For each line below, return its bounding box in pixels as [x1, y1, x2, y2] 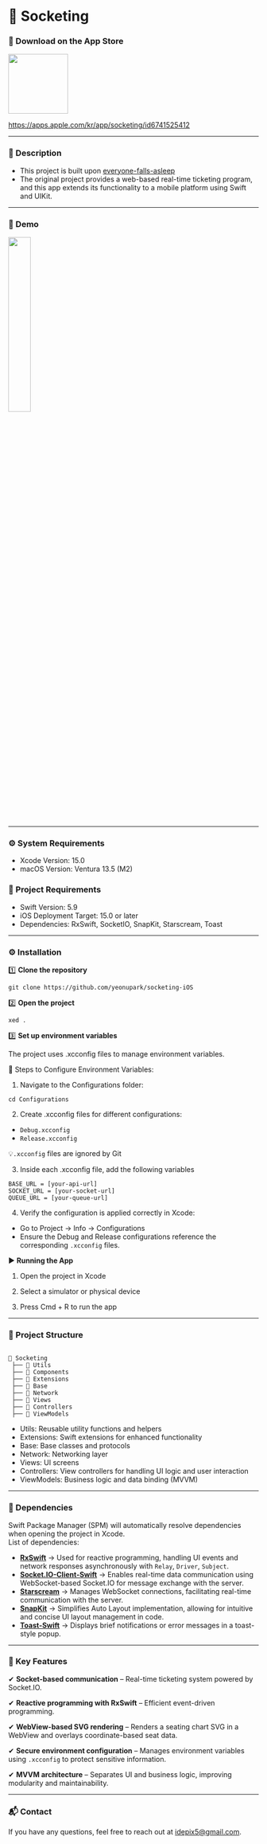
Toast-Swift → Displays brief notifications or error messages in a [19, 1620, 234, 1630]
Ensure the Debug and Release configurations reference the [19, 1232, 217, 1241]
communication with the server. [19, 1595, 124, 1604]
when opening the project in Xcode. [8, 1529, 126, 1538]
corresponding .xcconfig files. [19, 1240, 121, 1249]
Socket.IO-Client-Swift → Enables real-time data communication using [19, 1569, 254, 1579]
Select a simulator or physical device [19, 1286, 141, 1296]
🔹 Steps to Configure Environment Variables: [8, 1065, 154, 1074]
